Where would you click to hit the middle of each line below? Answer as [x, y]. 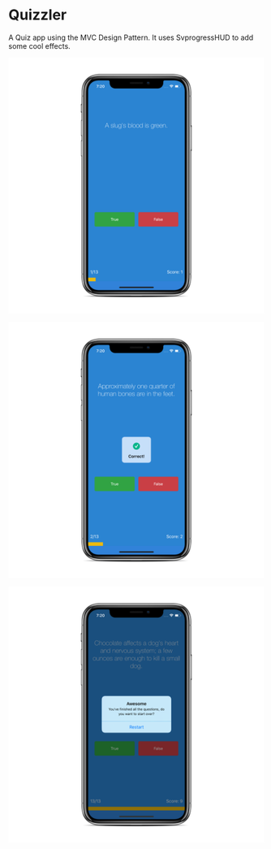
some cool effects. [39, 45]
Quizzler [38, 15]
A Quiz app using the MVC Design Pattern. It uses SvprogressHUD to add [131, 37]
